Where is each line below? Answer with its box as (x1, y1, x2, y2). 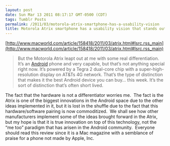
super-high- (139, 66, 164, 72)
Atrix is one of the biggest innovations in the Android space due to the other (5, 97, 163, 104)
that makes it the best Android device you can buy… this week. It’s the (17, 77, 163, 83)
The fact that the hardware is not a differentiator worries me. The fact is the (5, 92, 163, 98)
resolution (17, 71, 39, 78)
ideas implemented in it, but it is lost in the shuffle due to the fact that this (5, 103, 158, 109)
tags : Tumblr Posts (5, 17, 47, 22)
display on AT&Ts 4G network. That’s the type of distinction (39, 71, 163, 78)
